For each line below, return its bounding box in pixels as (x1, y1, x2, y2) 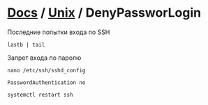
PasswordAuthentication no (7, 79, 86, 86)
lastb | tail (7, 41, 45, 48)
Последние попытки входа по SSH (7, 28, 110, 36)
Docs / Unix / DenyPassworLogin (7, 5, 201, 21)
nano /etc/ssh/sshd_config (7, 67, 86, 74)
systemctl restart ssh (7, 91, 73, 98)
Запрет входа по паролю (7, 54, 82, 62)
